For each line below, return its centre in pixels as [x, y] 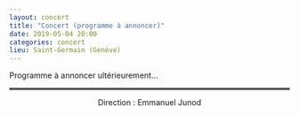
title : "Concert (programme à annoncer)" [87, 26]
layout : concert [39, 17]
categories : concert [48, 42]
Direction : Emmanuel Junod [149, 103]
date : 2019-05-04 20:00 [53, 34]
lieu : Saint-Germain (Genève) [65, 50]
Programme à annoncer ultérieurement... [84, 75]
